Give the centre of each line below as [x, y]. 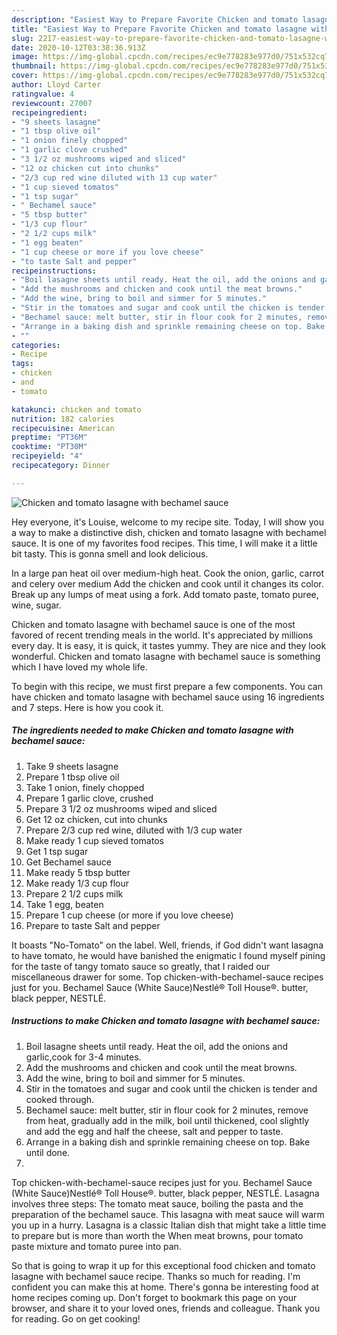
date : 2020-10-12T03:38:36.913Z [78, 47]
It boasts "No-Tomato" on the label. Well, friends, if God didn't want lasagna [167, 945]
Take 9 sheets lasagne [72, 766]
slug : [22, 38]
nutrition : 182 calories [63, 419]
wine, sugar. [36, 605]
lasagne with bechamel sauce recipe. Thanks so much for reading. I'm [156, 1276]
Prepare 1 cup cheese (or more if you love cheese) [129, 915]
